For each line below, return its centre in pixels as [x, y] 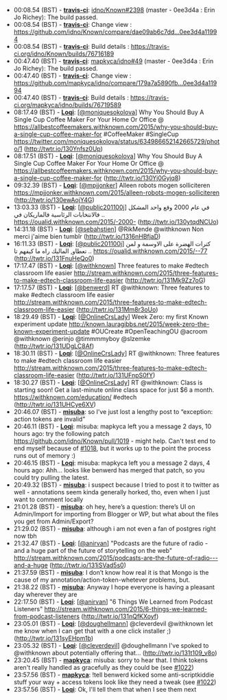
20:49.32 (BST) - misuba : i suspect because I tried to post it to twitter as [116, 485]
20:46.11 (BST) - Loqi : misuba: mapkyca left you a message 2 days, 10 [112, 426]
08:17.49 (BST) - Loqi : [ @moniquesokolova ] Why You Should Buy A [109, 112]
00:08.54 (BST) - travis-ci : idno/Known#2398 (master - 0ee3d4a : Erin [114, 10]
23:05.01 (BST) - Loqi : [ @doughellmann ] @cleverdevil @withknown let [113, 624]
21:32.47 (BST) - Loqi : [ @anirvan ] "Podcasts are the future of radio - [110, 543]
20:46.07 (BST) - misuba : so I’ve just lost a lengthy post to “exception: [113, 412]
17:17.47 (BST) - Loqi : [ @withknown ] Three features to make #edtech [111, 265]
